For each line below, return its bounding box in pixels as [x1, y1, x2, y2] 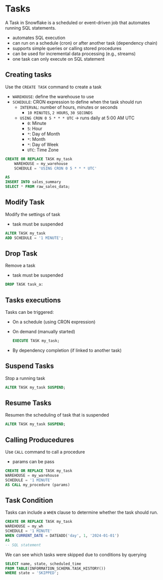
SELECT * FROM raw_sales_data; [5, 184, 70, 189]
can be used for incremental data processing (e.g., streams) [12, 51, 136, 57]
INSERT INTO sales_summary [5, 179, 61, 184]
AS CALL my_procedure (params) [5, 482, 70, 487]
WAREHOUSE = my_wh [5, 524, 43, 529]
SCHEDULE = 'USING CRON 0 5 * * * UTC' [14, 166, 97, 171]
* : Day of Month [27, 131, 60, 137]
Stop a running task [5, 375, 45, 381]
